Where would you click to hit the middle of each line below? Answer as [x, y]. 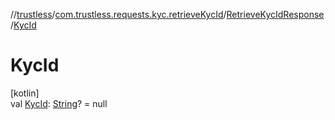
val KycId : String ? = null [59, 103]
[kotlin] [25, 93]
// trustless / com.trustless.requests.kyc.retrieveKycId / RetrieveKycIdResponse [167, 14]
